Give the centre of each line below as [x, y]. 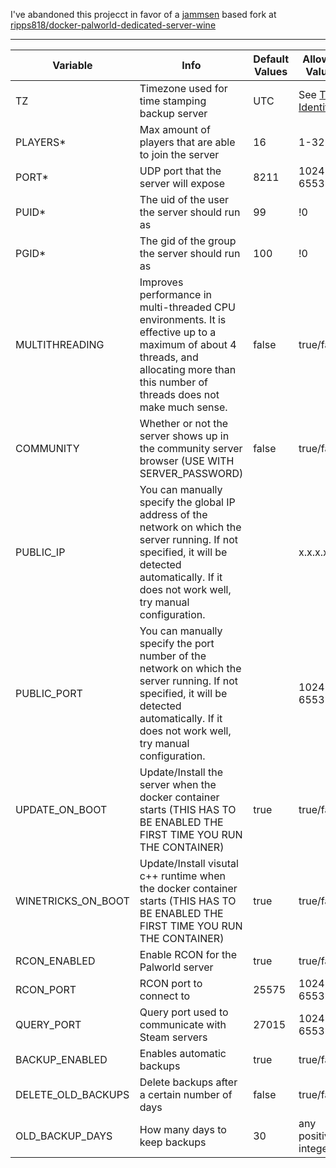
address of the [173, 514]
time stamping [173, 101]
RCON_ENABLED [55, 961]
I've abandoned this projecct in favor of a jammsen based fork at [143, 14]
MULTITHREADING [60, 344]
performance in [176, 294]
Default [271, 59]
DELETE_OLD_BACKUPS [72, 1094]
